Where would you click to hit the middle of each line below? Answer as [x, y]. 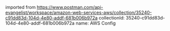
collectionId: [112, 18]
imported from [21, 7]
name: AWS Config [96, 23]
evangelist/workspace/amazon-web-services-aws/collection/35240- [79, 12]
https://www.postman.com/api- [70, 7]
